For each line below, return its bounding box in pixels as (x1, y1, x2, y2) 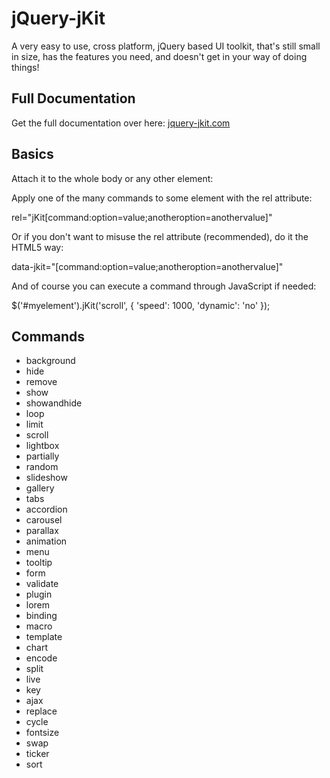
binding (25, 610, 58, 622)
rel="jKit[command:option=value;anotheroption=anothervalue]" (11, 211, 273, 223)
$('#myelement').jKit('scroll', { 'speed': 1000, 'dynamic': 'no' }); (11, 299, 271, 311)
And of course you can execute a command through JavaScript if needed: (11, 280, 317, 292)
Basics (11, 146, 54, 163)
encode (25, 652, 58, 664)
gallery (25, 482, 55, 494)
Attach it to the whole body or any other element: (11, 172, 214, 184)
